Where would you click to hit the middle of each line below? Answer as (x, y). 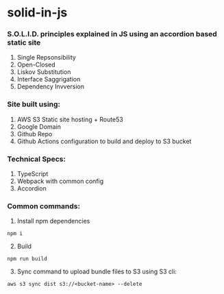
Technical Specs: (37, 159)
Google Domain (39, 126)
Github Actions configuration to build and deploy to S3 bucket (104, 141)
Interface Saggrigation (49, 79)
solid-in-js (37, 13)
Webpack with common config (60, 181)
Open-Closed (36, 65)
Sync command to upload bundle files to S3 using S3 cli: (97, 271)
